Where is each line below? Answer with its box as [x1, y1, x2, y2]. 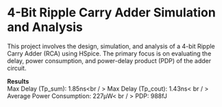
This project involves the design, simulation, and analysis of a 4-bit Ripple [7, 42, 216, 50]
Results [7, 77, 29, 85]
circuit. [7, 64, 27, 72]
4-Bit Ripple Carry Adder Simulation [7, 5, 216, 21]
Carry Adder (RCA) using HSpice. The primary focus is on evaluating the [7, 49, 212, 58]
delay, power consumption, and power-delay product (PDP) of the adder [7, 56, 211, 64]
